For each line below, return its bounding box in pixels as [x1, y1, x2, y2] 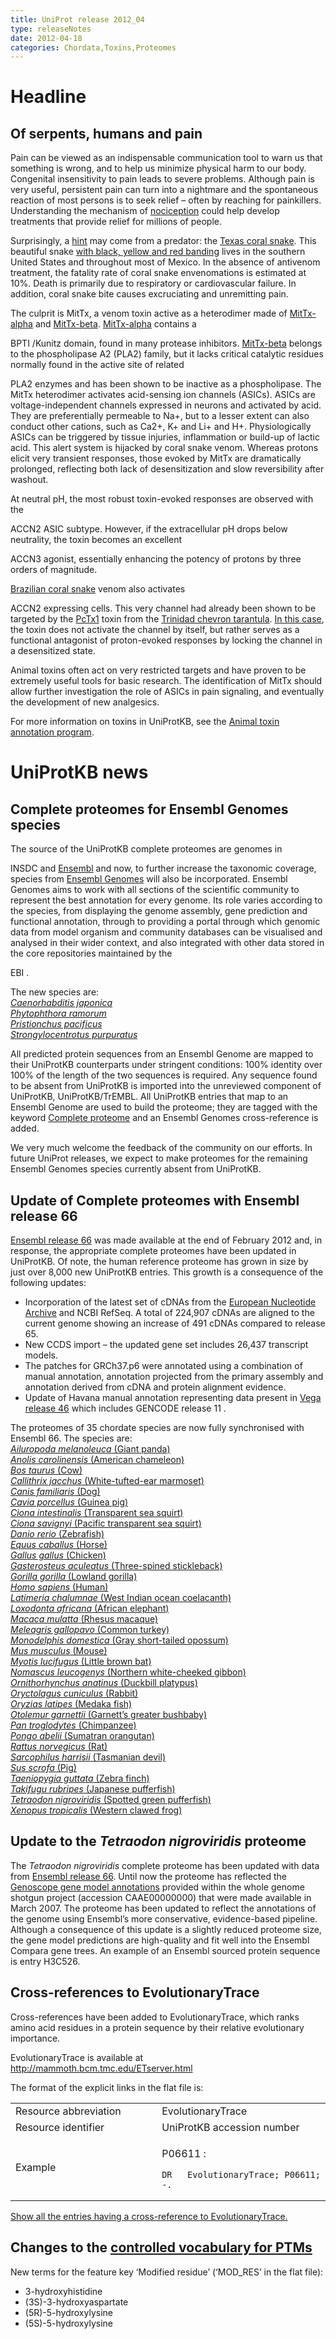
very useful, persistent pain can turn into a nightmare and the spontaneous [10, 184, 319, 196]
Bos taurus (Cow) [10, 1464, 83, 1476]
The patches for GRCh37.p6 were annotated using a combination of [24, 1360, 303, 1372]
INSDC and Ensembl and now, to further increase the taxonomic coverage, [10, 862, 317, 875]
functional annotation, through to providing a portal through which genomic [10, 916, 321, 928]
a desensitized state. [10, 645, 96, 657]
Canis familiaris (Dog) [10, 1486, 101, 1498]
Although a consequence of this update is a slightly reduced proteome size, [10, 1923, 322, 1935]
